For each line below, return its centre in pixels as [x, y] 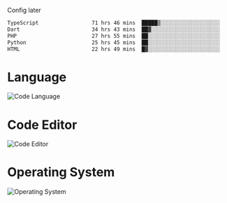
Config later [24, 10]
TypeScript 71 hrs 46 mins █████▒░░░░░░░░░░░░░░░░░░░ [113, 23]
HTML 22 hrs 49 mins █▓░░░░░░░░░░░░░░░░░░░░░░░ [113, 49]
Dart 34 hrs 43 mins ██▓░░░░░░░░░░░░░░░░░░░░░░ [113, 29]
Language [37, 77]
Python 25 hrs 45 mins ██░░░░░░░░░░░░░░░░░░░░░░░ [113, 42]
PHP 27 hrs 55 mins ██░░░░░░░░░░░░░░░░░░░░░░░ [113, 36]
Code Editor [42, 125]
